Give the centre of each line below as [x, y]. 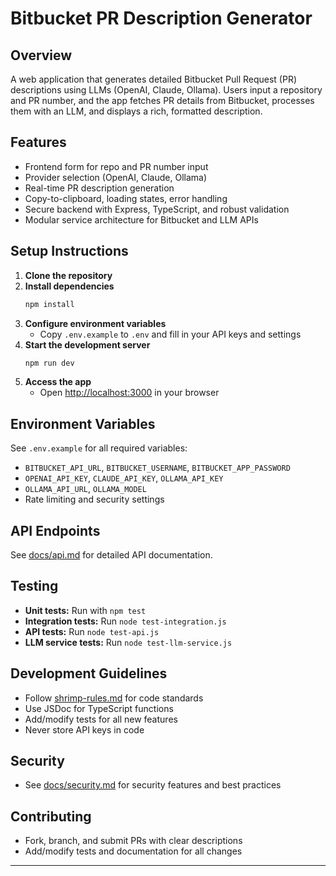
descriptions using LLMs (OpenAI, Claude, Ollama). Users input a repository [166, 90]
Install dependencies [69, 286]
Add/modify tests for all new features [101, 719]
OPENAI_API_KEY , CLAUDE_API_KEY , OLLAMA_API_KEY [124, 478]
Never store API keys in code [84, 729]
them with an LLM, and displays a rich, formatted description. [136, 111]
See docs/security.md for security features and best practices [153, 785]
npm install [49, 304]
